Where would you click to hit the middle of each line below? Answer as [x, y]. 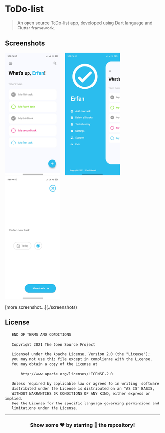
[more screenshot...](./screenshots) [41, 307]
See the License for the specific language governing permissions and [85, 403]
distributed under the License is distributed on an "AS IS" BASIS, [83, 389]
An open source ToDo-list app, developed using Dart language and [85, 23]
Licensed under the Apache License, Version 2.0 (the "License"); [81, 354]
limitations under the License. [45, 408]
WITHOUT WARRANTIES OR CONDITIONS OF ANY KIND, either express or [81, 393]
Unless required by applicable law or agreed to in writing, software [85, 384]
